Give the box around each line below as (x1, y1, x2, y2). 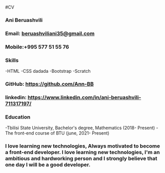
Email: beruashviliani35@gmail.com (5, 30, 95, 37)
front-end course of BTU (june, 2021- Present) (14, 130, 110, 136)
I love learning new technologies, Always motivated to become (5, 143, 161, 150)
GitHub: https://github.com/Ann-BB (5, 80, 94, 87)
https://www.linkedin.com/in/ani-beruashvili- (27, 94, 142, 101)
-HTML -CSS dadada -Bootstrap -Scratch (5, 68, 91, 74)
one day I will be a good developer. (5, 162, 91, 169)
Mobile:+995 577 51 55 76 (5, 43, 69, 50)
